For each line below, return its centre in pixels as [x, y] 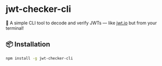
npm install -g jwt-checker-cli [39, 58]
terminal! [15, 28]
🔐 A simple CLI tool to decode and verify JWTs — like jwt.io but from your [81, 23]
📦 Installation [28, 44]
